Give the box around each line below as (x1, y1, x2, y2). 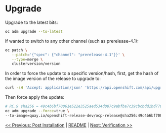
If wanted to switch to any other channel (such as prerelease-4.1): (5, 38, 139, 44)
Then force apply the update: (5, 94, 65, 100)
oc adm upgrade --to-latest (5, 29, 63, 34)
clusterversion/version (11, 62, 61, 66)
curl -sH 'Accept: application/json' (5, 85, 83, 90)
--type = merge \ (11, 57, 43, 62)
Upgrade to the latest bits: (5, 19, 58, 25)
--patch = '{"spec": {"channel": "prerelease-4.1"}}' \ (11, 52, 125, 57)
